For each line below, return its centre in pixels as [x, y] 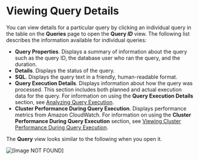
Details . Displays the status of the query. [64, 70]
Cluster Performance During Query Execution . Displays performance [101, 108]
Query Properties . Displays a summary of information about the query [101, 51]
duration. [26, 64]
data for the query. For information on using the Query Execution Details [104, 96]
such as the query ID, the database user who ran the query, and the [97, 58]
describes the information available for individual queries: [76, 40]
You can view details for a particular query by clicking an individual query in [99, 27]
